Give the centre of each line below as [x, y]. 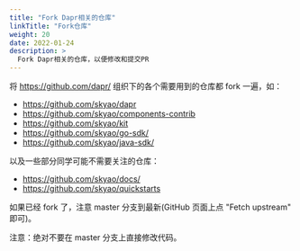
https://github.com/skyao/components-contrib [109, 114]
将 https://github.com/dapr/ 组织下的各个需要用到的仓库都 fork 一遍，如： [145, 86]
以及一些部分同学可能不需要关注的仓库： [84, 161]
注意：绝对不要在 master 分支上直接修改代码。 [95, 238]
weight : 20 [30, 34]
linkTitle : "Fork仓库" [50, 26]
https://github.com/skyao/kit [75, 123]
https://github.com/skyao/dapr [79, 104]
